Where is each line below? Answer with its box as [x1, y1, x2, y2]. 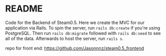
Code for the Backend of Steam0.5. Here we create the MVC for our [5, 19, 145, 25]
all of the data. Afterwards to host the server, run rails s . [5, 35, 123, 41]
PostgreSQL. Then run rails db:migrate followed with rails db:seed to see [5, 30, 161, 36]
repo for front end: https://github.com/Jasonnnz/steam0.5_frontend [5, 45, 144, 51]
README [5, 3, 43, 14]
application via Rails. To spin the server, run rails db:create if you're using [5, 24, 160, 30]
